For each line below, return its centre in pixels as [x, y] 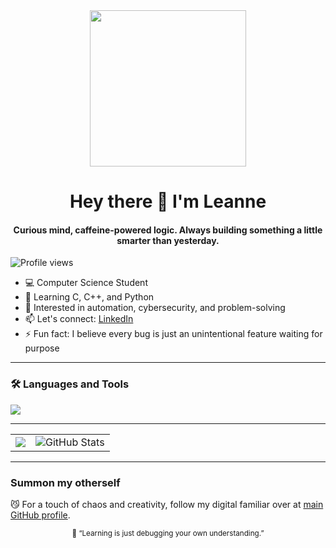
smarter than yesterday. [168, 240]
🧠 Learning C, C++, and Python [89, 297]
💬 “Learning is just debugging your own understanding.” [168, 533]
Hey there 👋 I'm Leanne [168, 201]
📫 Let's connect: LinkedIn [79, 319]
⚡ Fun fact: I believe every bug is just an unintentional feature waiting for [173, 334]
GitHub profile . [40, 515]
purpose [42, 348]
